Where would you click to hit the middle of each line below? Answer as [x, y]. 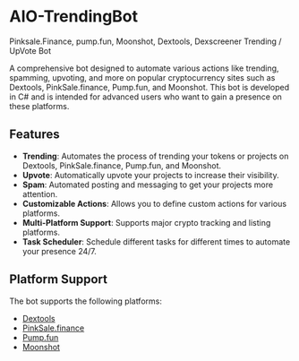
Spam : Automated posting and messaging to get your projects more [148, 185]
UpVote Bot [30, 50]
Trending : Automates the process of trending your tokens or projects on [155, 156]
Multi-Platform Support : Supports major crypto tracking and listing [146, 222]
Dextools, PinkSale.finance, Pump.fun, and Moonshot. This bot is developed [149, 87]
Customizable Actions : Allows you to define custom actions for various [154, 203]
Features [34, 135]
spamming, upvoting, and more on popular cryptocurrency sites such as [142, 77]
